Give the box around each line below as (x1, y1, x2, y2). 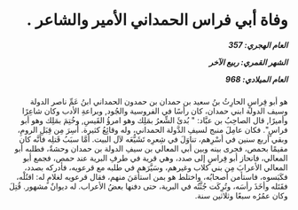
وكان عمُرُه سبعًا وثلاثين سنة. (194, 191, 288, 201)
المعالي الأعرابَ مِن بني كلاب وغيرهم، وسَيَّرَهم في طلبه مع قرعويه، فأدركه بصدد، (24, 162, 288, 173)
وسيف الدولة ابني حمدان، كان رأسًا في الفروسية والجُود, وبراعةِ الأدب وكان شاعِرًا (21, 105, 288, 116)
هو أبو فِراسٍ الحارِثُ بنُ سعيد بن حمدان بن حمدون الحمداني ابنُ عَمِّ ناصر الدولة (29, 97, 288, 107)
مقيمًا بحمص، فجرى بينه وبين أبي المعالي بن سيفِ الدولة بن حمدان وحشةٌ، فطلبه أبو (14, 144, 288, 154)
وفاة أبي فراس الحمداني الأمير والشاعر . (26, 10, 288, 30)
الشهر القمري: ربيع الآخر (208, 57, 288, 67)
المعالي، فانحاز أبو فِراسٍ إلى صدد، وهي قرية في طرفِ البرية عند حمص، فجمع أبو (22, 152, 288, 164)
